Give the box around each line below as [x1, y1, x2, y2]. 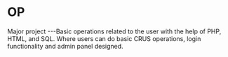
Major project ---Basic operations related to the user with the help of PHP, [7, 27, 222, 35]
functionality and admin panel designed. [7, 42, 124, 50]
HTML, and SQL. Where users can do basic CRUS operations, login [7, 34, 201, 42]
